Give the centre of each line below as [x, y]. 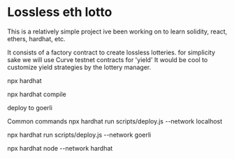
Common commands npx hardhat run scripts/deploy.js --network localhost [115, 121]
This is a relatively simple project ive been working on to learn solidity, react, [117, 31]
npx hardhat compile [37, 94]
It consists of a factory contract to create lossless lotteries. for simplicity [111, 52]
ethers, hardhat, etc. [36, 38]
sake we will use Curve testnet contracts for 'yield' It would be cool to [108, 59]
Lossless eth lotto [60, 12]
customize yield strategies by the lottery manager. [79, 67]
